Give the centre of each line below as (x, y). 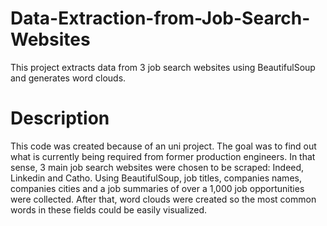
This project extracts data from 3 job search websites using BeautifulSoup (163, 67)
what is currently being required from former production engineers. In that (163, 156)
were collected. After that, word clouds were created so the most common (163, 199)
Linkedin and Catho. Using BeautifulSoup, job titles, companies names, (156, 178)
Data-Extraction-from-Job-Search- (160, 18)
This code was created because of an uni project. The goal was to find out (163, 146)
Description (60, 118)
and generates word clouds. (68, 78)
